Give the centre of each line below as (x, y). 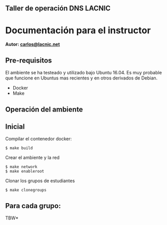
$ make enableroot (25, 172)
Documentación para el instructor (78, 30)
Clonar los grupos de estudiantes (40, 181)
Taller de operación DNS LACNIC (58, 8)
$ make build (19, 148)
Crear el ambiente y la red (32, 158)
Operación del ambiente (44, 109)
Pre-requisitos (29, 60)
